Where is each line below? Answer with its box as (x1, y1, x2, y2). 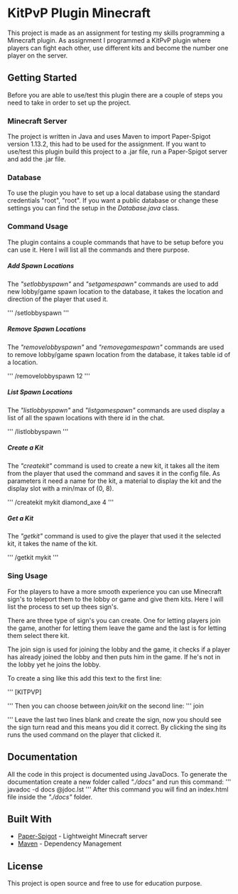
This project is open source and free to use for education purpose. (7, 879, 202, 888)
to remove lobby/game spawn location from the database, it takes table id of (7, 350, 231, 358)
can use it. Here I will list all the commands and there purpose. (7, 245, 190, 254)
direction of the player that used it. (7, 294, 109, 303)
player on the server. (7, 51, 68, 60)
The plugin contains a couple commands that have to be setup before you (7, 238, 224, 246)
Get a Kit (7, 514, 34, 523)
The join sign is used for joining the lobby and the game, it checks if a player (7, 645, 231, 654)
